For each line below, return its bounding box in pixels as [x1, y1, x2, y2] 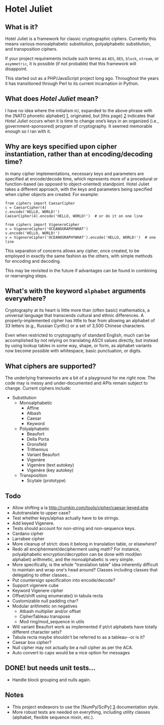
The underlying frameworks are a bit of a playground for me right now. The [5, 375, 156, 381]
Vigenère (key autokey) [26, 467, 74, 473]
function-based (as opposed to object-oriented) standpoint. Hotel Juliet [5, 181, 150, 187]
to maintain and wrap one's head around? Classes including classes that [12, 567, 158, 573]
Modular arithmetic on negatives [12, 603, 78, 609]
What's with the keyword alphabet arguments [5, 287, 146, 295]
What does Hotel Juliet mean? [5, 95, 99, 103]
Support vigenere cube [12, 583, 59, 588]
